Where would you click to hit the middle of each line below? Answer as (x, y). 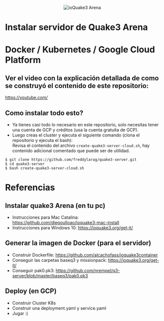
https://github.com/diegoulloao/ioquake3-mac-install (66, 222)
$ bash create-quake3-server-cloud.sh (45, 168)
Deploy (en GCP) (31, 291)
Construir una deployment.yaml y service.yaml (59, 308)
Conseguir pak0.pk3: (33, 270)
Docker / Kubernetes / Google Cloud (80, 50)
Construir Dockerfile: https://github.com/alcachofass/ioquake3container (85, 255)
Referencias (30, 188)
